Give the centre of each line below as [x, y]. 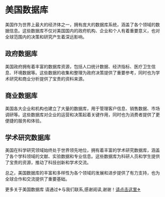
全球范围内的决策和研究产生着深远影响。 [46, 37]
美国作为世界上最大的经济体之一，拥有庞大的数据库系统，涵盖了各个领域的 [80, 25]
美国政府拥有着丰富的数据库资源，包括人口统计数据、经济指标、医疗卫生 [78, 66]
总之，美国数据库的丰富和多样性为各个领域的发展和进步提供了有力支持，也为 [82, 173]
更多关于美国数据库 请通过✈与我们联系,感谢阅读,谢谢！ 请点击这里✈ [73, 190]
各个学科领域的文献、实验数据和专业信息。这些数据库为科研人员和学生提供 [84, 156]
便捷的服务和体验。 [25, 121]
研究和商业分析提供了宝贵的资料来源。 [48, 78]
